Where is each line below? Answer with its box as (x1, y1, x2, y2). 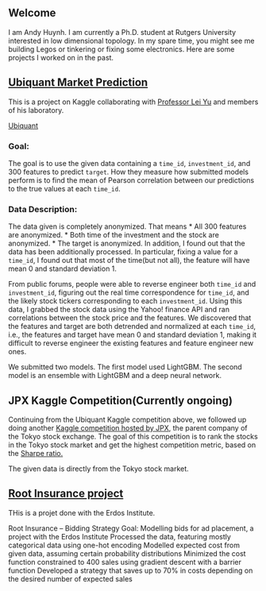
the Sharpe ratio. (8, 449, 64, 458)
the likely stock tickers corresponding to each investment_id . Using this (8, 296, 242, 306)
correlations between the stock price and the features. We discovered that (8, 313, 252, 323)
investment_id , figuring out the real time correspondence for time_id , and (8, 288, 250, 297)
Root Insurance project (8, 487, 124, 500)
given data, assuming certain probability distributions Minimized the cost (8, 548, 246, 558)
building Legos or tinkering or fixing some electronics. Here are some (8, 44, 235, 54)
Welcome (8, 6, 56, 20)
